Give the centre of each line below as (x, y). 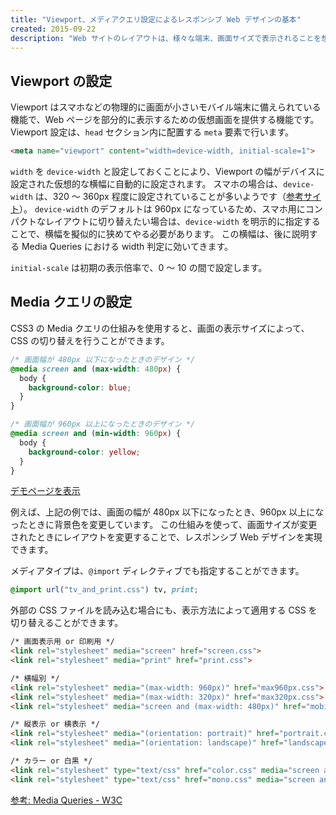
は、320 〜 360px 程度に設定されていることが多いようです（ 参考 (169, 197)
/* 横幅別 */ (35, 678)
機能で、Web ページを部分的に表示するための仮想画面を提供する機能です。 (165, 120)
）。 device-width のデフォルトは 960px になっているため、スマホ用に (162, 209)
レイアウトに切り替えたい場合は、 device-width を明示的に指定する (182, 222)
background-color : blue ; (80, 387)
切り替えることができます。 (67, 623)
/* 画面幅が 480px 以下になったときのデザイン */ (103, 359)
